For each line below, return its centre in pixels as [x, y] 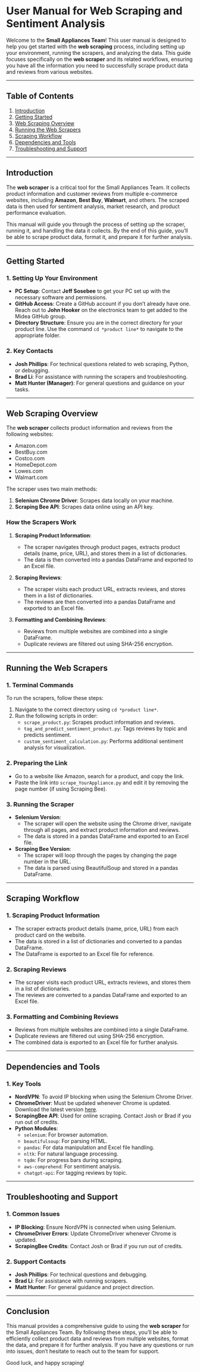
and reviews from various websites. [50, 72]
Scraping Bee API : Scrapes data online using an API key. [84, 507]
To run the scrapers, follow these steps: [55, 698]
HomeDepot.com [36, 465]
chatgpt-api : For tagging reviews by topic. [76, 1172]
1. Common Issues [33, 1214]
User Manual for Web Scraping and [94, 11]
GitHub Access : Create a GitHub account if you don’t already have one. [103, 304]
